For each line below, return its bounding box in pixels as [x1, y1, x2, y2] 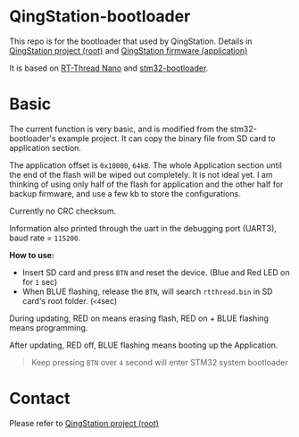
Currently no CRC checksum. [9, 206, 117, 216]
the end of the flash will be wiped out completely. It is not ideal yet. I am [9, 169, 273, 180]
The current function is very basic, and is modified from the [9, 123, 228, 134]
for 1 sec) [21, 276, 58, 287]
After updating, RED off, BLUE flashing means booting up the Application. [9, 340, 278, 350]
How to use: [9, 249, 55, 260]
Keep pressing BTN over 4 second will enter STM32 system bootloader [30, 357, 288, 367]
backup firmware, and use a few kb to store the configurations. [9, 188, 241, 198]
